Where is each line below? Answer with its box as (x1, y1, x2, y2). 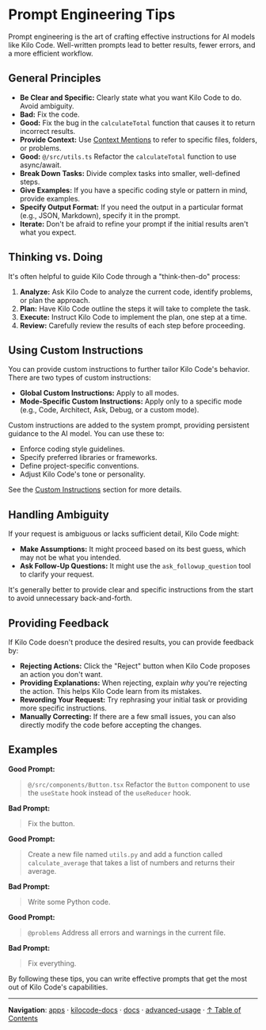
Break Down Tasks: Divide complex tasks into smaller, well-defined (19, 168, 241, 178)
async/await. (19, 160, 62, 170)
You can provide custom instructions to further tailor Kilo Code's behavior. (8, 365, 250, 374)
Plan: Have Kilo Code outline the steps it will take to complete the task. (19, 304, 251, 313)
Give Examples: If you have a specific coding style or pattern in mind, (19, 185, 248, 195)
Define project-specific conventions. (19, 461, 139, 471)
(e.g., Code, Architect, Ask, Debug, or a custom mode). (19, 405, 199, 415)
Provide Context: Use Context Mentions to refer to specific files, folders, (19, 135, 257, 144)
